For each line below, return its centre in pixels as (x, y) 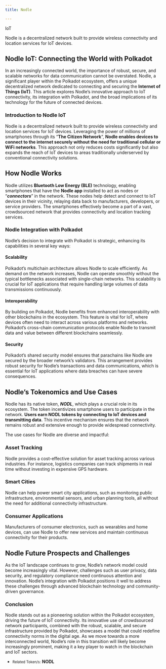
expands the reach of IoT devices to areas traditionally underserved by (77, 152)
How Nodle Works (33, 174)
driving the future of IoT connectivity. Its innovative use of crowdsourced (79, 620)
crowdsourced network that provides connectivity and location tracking (78, 212)
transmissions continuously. (34, 290)
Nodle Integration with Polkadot (44, 230)
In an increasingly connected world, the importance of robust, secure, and (81, 71)
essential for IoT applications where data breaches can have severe (74, 371)
